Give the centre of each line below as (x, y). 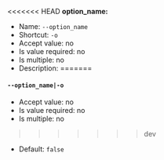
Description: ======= (55, 68)
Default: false (41, 149)
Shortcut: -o (38, 35)
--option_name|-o (36, 85)
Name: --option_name (53, 26)
